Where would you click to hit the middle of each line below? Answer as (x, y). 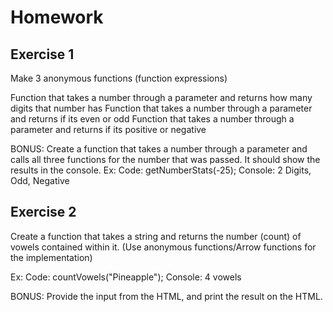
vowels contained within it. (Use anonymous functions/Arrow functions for (163, 247)
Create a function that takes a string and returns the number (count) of (156, 236)
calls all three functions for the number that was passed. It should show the (165, 159)
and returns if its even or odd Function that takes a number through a (152, 119)
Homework (57, 17)
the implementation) (51, 257)
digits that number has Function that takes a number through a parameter (161, 108)
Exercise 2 (43, 212)
